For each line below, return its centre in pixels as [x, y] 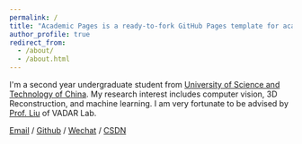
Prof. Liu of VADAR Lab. [53, 113]
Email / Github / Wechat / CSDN [68, 130]
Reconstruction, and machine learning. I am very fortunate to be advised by [149, 103]
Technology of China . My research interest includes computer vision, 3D [143, 94]
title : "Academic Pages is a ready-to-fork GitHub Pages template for [144, 26]
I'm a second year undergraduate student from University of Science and [145, 85]
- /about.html [44, 59]
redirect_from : [38, 42]
